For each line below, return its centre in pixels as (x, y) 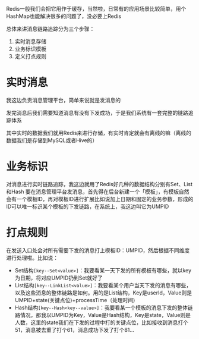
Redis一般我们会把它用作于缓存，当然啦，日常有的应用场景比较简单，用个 (96, 9)
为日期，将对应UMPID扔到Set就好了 (59, 278)
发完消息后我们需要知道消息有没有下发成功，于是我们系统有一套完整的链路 (97, 112)
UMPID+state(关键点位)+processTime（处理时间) (75, 300)
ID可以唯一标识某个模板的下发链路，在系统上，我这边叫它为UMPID (88, 206)
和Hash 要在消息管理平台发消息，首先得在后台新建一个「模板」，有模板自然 (98, 192)
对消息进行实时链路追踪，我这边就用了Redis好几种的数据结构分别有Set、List (99, 184)
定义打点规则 (30, 56)
